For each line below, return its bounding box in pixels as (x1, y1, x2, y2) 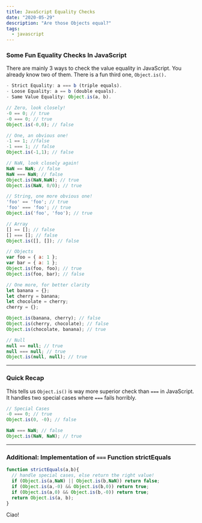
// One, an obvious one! (6, 132, 69, 138)
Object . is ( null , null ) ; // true (6, 354, 87, 360)
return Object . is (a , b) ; (11, 495, 74, 501)
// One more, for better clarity (6, 282, 90, 288)
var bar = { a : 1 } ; (6, 260, 58, 266)
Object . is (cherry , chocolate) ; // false (6, 321, 109, 327)
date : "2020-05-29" (6, 14, 55, 20)
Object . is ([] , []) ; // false (6, 238, 79, 244)
